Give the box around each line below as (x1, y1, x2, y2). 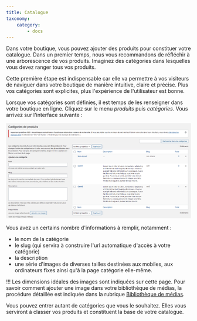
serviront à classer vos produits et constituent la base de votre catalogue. (6, 308, 184, 315)
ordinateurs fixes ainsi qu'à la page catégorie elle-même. (14, 266, 152, 273)
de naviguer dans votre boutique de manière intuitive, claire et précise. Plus (6, 81, 189, 88)
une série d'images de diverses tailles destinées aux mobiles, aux (14, 260, 174, 267)
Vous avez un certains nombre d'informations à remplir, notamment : (6, 224, 172, 231)
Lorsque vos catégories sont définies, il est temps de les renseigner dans (6, 99, 184, 106)
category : (16, 22, 41, 28)
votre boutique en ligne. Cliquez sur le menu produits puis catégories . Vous (6, 105, 188, 112)
